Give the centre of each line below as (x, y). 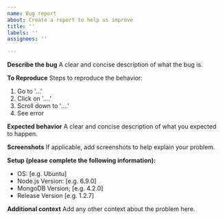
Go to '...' (30, 91)
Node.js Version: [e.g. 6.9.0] (57, 181)
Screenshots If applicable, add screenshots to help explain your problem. (111, 147)
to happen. (22, 134)
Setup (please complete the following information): (82, 161)
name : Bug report (32, 13)
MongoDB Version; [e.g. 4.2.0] (60, 188)
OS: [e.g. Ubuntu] (42, 174)
